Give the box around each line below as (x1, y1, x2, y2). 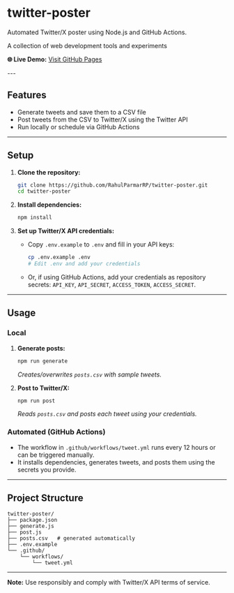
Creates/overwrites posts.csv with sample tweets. (17, 370, 162, 379)
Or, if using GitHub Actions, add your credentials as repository (27, 272, 206, 281)
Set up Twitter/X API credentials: (17, 227, 115, 235)
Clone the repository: (17, 168, 81, 176)
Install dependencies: (17, 200, 82, 209)
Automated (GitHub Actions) (7, 427, 106, 437)
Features (7, 89, 47, 101)
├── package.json (7, 517, 58, 524)
